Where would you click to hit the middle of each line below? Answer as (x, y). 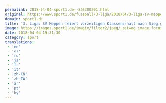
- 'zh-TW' (17, 79)
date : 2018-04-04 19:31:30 (33, 33)
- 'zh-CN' (17, 74)
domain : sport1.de (24, 19)
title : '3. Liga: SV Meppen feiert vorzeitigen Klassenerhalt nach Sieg (82, 24)
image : (12, 28)
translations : (20, 42)
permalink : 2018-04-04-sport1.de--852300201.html (57, 10)
